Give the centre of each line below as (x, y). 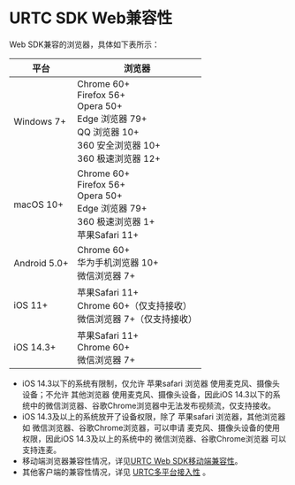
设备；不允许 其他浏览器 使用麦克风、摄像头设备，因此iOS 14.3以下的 (147, 394)
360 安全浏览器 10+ (119, 145)
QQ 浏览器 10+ (108, 132)
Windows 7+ (40, 121)
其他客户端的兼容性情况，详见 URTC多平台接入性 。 (116, 472)
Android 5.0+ (41, 263)
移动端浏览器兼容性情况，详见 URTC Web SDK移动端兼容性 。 (132, 460)
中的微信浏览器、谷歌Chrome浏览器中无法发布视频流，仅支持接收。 (153, 405)
